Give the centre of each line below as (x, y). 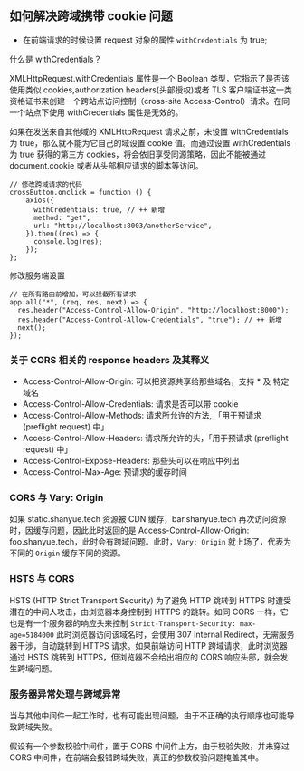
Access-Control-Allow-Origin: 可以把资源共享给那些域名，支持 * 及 (147, 381)
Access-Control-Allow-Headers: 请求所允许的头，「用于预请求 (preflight (155, 439)
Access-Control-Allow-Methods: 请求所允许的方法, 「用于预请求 (142, 416)
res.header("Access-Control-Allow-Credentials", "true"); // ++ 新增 (150, 320)
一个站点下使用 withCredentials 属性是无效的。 (96, 112)
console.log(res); (68, 241)
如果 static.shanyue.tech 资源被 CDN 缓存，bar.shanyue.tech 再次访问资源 (148, 519)
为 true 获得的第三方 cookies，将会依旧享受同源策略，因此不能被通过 (138, 154)
